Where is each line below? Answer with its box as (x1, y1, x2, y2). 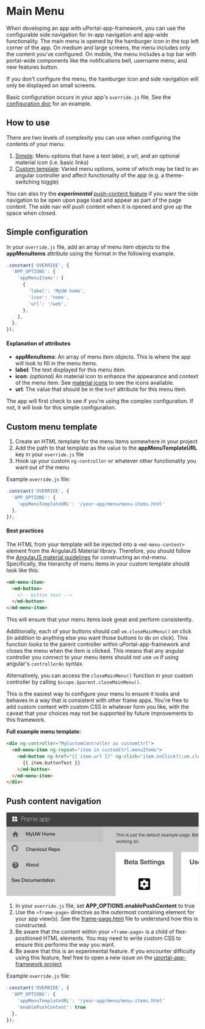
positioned (15, 934, 42, 942)
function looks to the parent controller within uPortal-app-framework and (6, 640, 190, 648)
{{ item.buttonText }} (22, 759, 81, 766)
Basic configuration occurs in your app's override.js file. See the (6, 93, 171, 101)
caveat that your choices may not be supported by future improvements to (6, 709, 193, 717)
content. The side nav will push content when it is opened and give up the (6, 203, 192, 210)
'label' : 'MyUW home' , (28, 288, 86, 294)
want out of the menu (15, 464, 70, 471)
